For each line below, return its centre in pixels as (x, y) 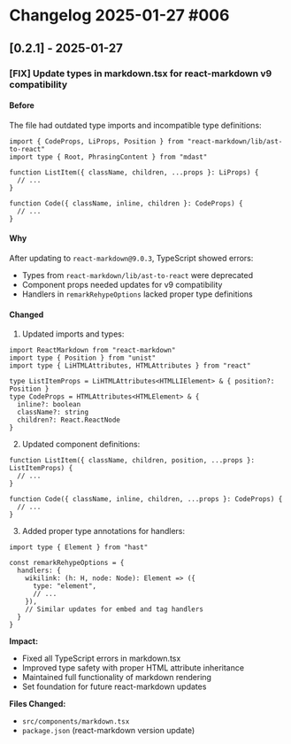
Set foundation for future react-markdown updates (114, 686)
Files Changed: (38, 704)
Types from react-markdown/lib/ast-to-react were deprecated (138, 275)
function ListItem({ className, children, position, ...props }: (132, 461)
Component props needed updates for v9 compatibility (122, 284)
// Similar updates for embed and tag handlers (114, 609)
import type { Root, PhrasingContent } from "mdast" (108, 157)
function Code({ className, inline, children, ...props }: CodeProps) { (146, 500)
